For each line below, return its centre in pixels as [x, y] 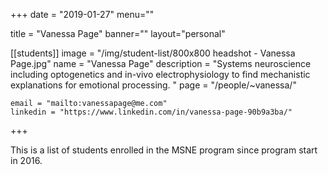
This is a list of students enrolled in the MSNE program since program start [164, 150]
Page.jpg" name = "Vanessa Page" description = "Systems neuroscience [161, 63]
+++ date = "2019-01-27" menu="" [82, 14]
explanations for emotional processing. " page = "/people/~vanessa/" [153, 85]
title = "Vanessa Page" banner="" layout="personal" [118, 33]
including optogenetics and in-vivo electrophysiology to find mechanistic [160, 74]
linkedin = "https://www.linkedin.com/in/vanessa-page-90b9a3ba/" [151, 112]
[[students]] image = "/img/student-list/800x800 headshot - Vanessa [153, 53]
